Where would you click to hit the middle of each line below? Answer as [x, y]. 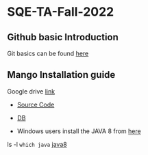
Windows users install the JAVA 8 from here [79, 131]
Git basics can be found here [48, 53]
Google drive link [31, 91]
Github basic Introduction [63, 37]
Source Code [36, 104]
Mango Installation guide [61, 75]
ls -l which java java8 [37, 144]
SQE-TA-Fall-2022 [61, 12]
